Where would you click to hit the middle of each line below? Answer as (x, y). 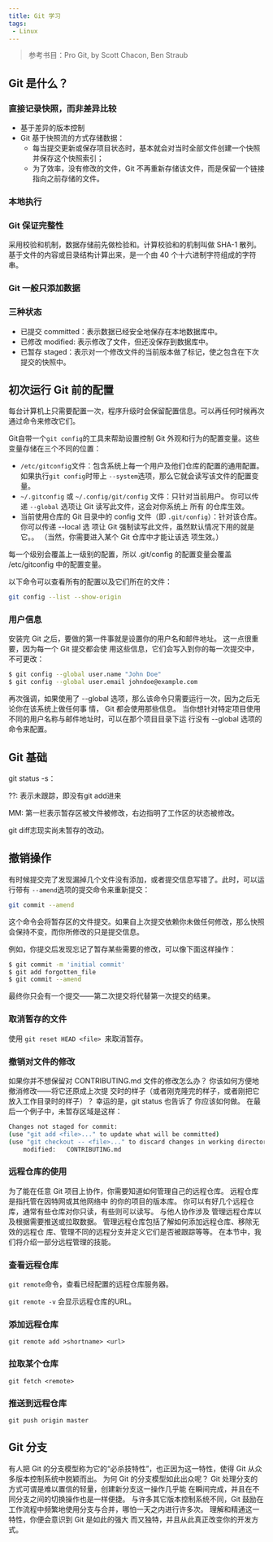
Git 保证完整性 (36, 225)
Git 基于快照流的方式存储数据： (72, 138)
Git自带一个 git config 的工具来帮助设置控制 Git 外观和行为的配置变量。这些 (134, 438)
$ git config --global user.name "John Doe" (85, 675)
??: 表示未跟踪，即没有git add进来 (65, 796)
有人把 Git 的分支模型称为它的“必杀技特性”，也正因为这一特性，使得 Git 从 (132, 1468)
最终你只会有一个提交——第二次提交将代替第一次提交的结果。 (112, 996)
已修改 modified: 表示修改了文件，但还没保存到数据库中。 (116, 342)
